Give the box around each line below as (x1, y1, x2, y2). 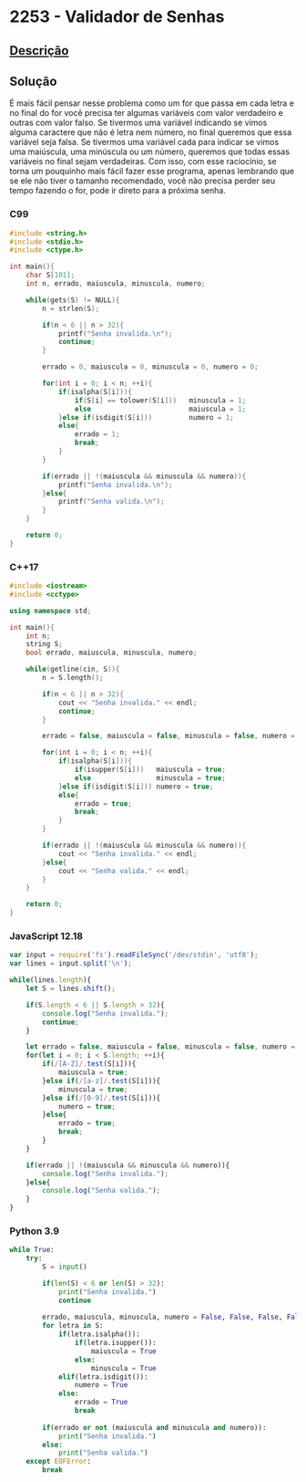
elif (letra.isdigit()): (57, 1372, 148, 1382)
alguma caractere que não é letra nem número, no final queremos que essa (9, 127, 292, 138)
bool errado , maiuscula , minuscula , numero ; (25, 648, 198, 658)
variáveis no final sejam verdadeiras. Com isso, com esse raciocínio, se (9, 156, 277, 167)
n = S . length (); (42, 673, 104, 683)
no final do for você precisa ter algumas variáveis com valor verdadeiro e (9, 108, 284, 119)
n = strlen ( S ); (42, 304, 100, 313)
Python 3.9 (9, 1225, 60, 1237)
